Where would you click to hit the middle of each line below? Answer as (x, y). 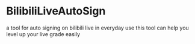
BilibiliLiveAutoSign (56, 11)
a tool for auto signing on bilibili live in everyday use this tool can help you (98, 28)
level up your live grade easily (43, 34)
